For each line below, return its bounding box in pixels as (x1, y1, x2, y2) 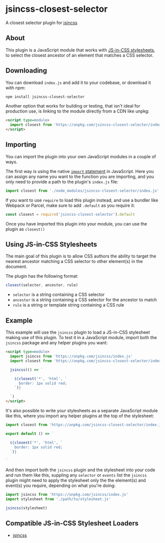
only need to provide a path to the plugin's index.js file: (5, 178, 118, 185)
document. (5, 264, 27, 270)
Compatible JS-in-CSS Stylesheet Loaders (5, 519, 139, 528)
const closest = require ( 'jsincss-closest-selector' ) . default (5, 212, 135, 217)
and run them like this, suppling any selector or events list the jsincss (5, 472, 147, 478)
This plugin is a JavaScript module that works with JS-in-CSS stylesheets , (5, 47, 156, 53)
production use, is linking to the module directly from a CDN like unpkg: (5, 108, 150, 114)
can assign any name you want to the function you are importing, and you (5, 173, 154, 179)
